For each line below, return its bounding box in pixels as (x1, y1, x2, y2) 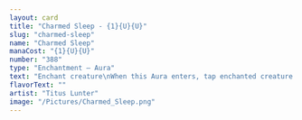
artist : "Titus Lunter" (9, 88, 99, 97)
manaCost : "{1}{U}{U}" (9, 47, 95, 56)
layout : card (9, 13, 59, 23)
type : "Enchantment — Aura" (9, 64, 116, 73)
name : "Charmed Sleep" (9, 38, 95, 48)
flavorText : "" (9, 80, 67, 89)
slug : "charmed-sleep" (9, 30, 95, 39)
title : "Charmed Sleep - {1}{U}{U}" (9, 22, 147, 31)
